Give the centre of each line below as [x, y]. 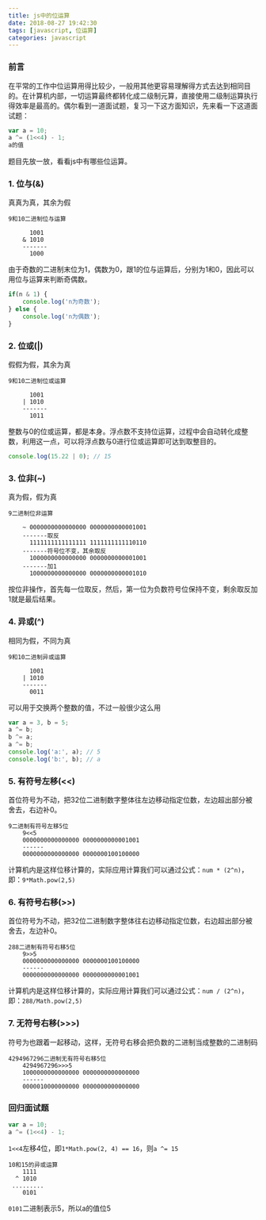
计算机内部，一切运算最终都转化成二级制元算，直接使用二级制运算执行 [143, 95]
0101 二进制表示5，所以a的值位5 [60, 1208]
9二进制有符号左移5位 [38, 827]
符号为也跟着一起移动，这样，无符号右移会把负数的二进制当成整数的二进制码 [133, 1042]
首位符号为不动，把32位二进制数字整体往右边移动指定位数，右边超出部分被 [131, 921]
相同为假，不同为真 [40, 640]
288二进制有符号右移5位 [42, 948]
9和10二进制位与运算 [37, 219]
